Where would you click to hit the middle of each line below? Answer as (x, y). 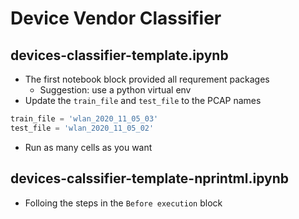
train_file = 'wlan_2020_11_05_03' (84, 119)
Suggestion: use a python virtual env (115, 90)
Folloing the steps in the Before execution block (123, 203)
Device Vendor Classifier (116, 18)
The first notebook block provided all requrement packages (147, 79)
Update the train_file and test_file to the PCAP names (143, 100)
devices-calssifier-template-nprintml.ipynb (149, 178)
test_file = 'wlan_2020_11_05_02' (82, 128)
